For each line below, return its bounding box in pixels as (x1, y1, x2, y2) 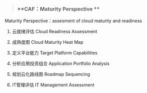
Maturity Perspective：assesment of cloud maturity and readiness (5, 18, 142, 24)
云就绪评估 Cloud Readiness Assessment (12, 29, 98, 35)
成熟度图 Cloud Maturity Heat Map (12, 39, 84, 45)
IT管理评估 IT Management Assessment (12, 82, 95, 88)
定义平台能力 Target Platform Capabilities (12, 50, 98, 56)
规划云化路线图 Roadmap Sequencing (12, 71, 90, 77)
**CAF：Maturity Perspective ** (17, 5, 100, 12)
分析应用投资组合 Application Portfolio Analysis (12, 60, 110, 67)
